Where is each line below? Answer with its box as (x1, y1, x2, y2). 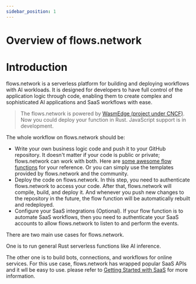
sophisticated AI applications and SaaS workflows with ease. (6, 98, 153, 105)
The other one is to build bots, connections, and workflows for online (6, 254, 173, 261)
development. (20, 122, 54, 129)
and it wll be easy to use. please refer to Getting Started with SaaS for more (6, 266, 188, 273)
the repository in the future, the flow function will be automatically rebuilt (14, 194, 190, 202)
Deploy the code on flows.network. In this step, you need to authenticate (14, 176, 190, 183)
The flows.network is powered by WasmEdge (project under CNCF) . (20, 110, 185, 117)
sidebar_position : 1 (6, 8, 57, 15)
